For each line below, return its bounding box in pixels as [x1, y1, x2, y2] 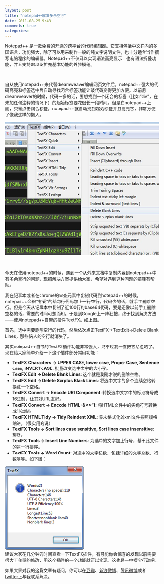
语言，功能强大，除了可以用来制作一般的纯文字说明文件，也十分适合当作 [9, 49, 155, 55]
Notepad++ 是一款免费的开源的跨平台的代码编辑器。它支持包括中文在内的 [5, 43, 154, 49]
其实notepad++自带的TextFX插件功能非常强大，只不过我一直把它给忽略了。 [5, 344, 157, 349]
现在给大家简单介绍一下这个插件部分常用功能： [5, 350, 99, 356]
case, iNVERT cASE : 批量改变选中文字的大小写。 [12, 366, 111, 371]
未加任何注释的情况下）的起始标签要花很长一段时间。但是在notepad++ [5, 100, 147, 106]
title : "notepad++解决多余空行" [5, 13, 67, 18]
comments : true [5, 23, 36, 28]
